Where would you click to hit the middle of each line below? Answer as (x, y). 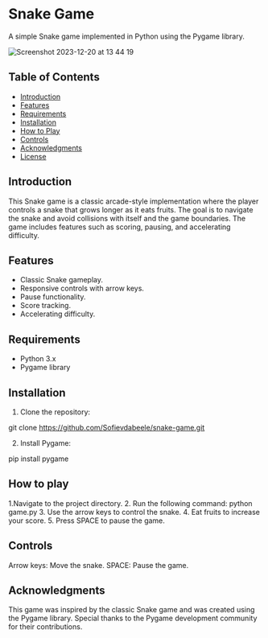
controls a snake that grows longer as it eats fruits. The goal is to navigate (131, 209)
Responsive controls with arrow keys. (82, 288)
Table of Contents (54, 77)
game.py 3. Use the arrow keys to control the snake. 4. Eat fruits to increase (134, 512)
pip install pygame (39, 459)
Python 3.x (38, 359)
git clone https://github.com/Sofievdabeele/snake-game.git (107, 428)
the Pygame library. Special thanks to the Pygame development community (133, 618)
